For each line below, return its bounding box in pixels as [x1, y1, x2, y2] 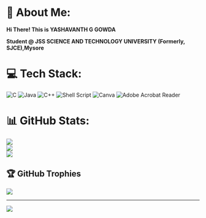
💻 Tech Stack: [6, 67, 82, 81]
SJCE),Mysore [6, 44, 44, 51]
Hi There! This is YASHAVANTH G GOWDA [6, 26, 116, 33]
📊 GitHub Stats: [6, 114, 90, 128]
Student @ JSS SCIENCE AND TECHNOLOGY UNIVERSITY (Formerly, [6, 37, 185, 45]
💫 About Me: [6, 6, 71, 20]
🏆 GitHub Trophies [6, 168, 82, 179]
